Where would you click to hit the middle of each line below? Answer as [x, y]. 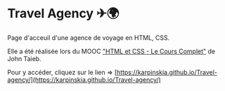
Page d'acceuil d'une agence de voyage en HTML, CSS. [89, 37]
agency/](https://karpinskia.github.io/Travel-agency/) [84, 79]
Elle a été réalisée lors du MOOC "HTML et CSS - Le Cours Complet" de [111, 51]
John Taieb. [24, 58]
